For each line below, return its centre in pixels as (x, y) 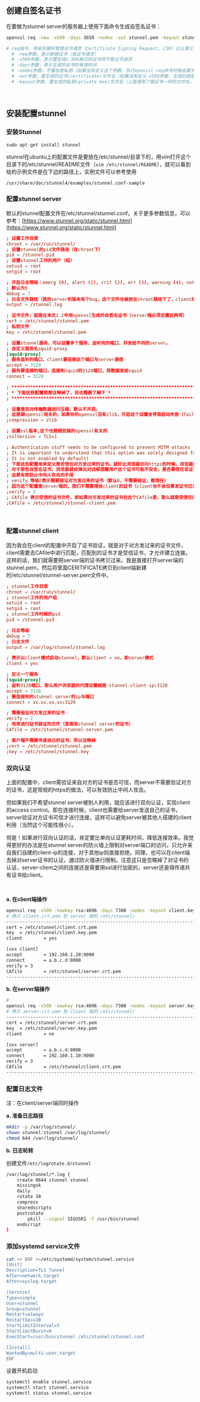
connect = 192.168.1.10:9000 (50, 1056)
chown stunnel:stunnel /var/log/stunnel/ (58, 1132)
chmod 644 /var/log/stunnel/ (42, 1138)
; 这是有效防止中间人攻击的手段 (40, 475)
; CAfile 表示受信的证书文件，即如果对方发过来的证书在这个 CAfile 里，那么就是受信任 (99, 497)
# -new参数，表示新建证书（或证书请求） (55, 54)
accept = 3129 (24, 365)
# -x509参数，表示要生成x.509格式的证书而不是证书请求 (72, 60)
